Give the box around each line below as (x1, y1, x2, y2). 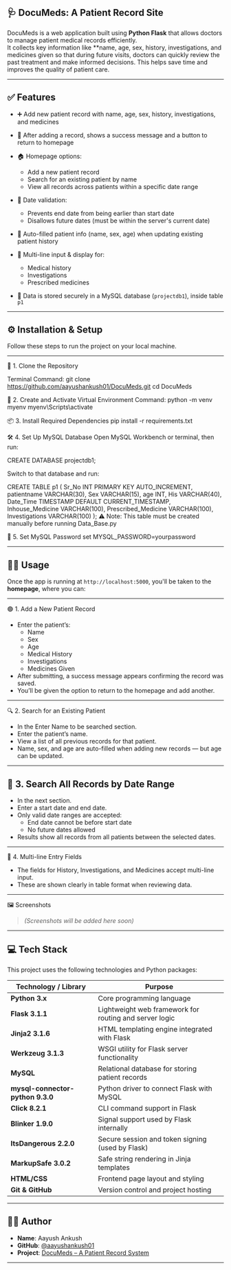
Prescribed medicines (27, 278, 89, 287)
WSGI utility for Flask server (98, 1044, 188, 1054)
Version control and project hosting (98, 1185, 212, 1194)
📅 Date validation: (16, 196, 67, 204)
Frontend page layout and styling (98, 1174, 204, 1183)
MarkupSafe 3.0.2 (10, 1158, 71, 1168)
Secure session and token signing (98, 1134, 208, 1144)
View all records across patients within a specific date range (27, 182, 199, 190)
